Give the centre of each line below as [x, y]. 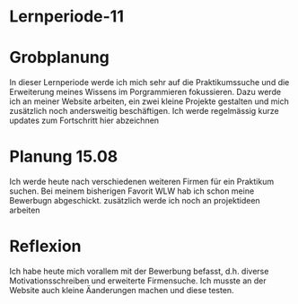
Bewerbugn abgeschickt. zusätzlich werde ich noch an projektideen [135, 201]
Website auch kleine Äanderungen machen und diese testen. [122, 290]
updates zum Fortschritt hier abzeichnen [84, 121]
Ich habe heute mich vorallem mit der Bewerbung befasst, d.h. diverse [139, 271]
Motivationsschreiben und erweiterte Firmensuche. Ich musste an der [138, 281]
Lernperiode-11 [66, 17]
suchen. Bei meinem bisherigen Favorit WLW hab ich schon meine [132, 191]
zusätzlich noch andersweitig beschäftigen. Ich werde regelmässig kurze [145, 111]
